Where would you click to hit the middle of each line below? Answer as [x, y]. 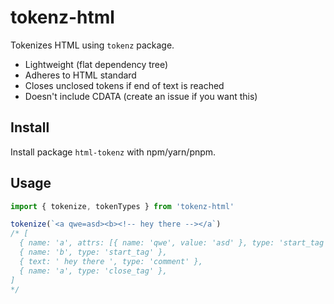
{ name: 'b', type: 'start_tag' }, [93, 252]
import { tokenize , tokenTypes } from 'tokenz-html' [122, 206]
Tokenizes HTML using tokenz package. [92, 45]
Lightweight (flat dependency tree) [96, 64]
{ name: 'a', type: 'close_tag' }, [93, 271]
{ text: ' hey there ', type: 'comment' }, [111, 261]
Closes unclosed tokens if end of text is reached [124, 85]
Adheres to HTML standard [80, 75]
